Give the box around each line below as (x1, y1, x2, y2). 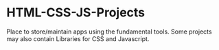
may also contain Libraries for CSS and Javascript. (6, 34, 150, 42)
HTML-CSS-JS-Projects (6, 5, 146, 21)
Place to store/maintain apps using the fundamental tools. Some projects (6, 27, 212, 36)
